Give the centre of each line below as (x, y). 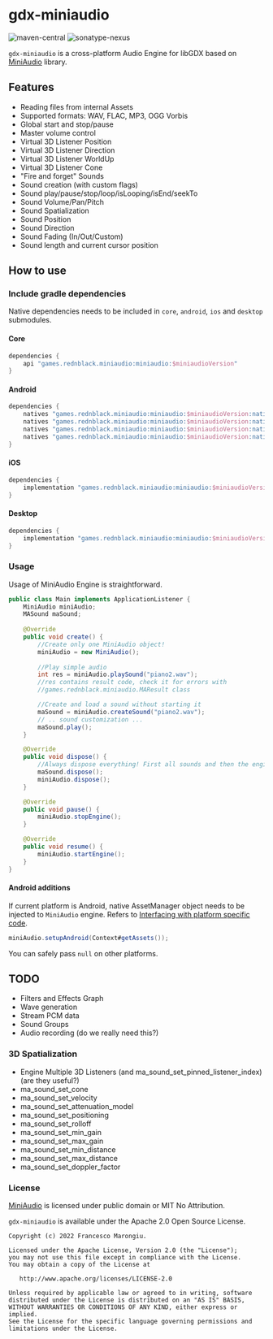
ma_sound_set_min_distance (68, 1149)
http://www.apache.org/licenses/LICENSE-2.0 (96, 1279)
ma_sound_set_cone (54, 1089)
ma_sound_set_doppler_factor (70, 1167)
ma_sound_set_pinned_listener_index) (199, 1072)
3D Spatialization (43, 1054)
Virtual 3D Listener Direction (67, 150)
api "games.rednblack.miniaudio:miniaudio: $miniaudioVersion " (130, 363)
